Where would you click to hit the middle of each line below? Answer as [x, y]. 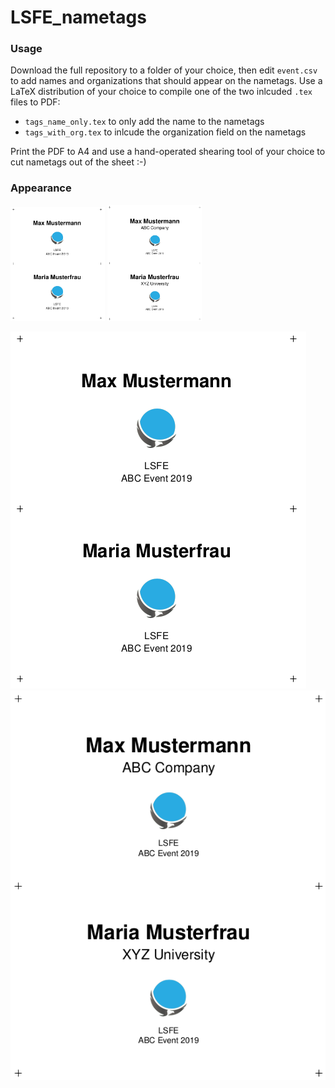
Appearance [41, 188]
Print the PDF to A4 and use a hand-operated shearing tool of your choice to [168, 152]
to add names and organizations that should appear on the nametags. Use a [166, 81]
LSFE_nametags [78, 17]
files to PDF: [35, 102]
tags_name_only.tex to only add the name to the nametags [144, 122]
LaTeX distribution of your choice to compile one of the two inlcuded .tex [161, 92]
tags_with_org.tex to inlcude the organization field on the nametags [165, 132]
